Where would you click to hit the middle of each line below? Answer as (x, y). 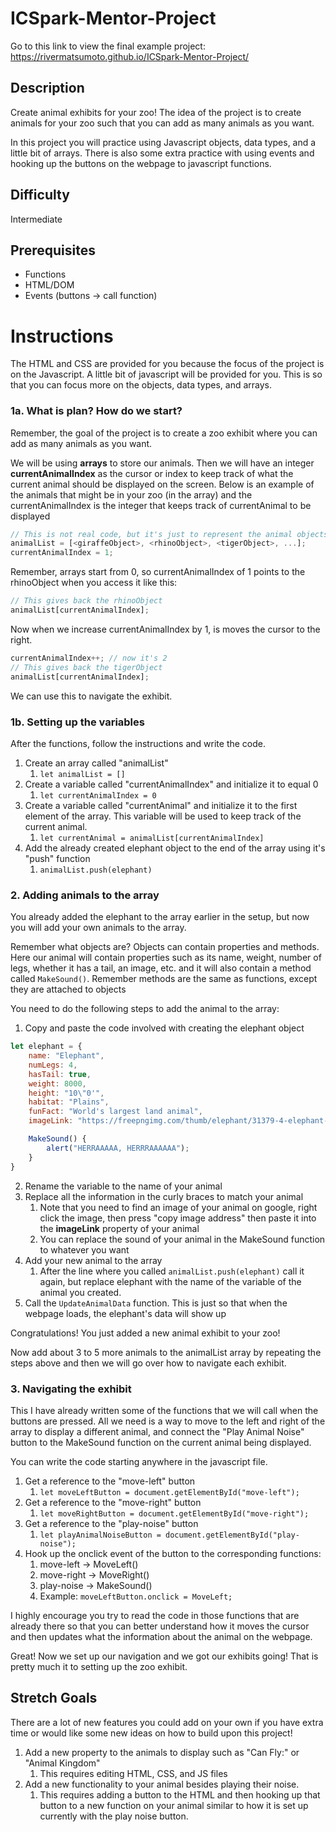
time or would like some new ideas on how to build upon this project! (151, 1733)
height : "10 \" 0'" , (66, 1093)
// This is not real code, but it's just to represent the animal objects (169, 534)
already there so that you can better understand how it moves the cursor (160, 1626)
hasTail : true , (60, 1074)
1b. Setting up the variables (77, 722)
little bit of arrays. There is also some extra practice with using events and (162, 153)
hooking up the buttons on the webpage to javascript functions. (141, 163)
